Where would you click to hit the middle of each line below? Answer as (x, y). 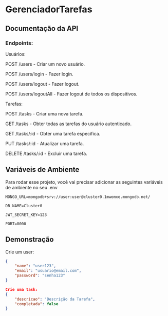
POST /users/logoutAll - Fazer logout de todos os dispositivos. (71, 94)
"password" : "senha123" (40, 275)
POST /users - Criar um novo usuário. (45, 64)
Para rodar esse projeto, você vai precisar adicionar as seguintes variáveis (84, 182)
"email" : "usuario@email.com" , (48, 271)
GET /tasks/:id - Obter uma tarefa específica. (53, 133)
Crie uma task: (22, 289)
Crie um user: (20, 252)
